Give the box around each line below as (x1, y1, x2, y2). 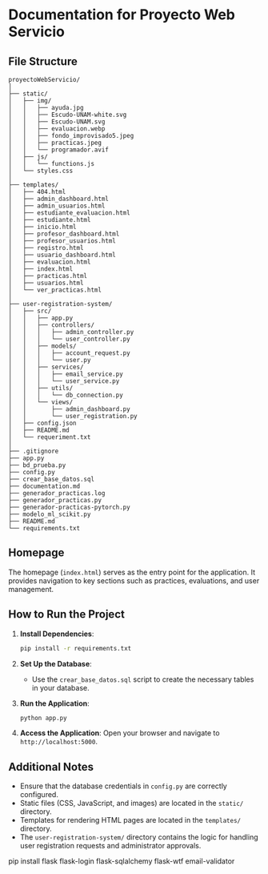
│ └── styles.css (8, 167, 74, 175)
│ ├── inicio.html (8, 223, 78, 231)
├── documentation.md (8, 482, 81, 490)
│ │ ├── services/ (8, 363, 84, 371)
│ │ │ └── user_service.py (8, 377, 120, 385)
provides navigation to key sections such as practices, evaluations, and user (8, 575, 260, 586)
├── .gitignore (8, 447, 59, 455)
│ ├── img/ (8, 97, 52, 105)
